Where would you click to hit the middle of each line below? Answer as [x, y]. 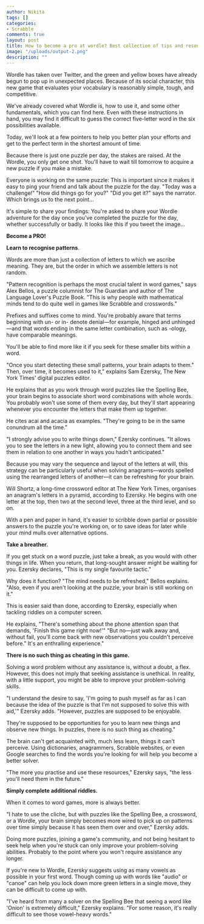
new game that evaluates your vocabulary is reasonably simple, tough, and [100, 87]
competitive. [22, 94]
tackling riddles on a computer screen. [55, 612]
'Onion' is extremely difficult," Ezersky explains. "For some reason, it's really [102, 908]
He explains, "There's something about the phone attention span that [93, 624]
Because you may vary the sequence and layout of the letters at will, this [97, 464]
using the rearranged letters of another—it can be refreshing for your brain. [100, 477]
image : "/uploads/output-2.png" [47, 52]
